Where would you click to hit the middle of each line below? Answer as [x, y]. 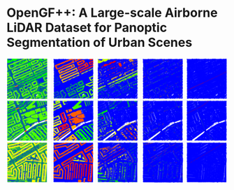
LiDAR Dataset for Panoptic [87, 28]
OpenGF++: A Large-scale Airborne [112, 13]
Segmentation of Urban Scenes [100, 43]
